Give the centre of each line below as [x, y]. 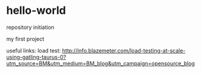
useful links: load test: [34, 50]
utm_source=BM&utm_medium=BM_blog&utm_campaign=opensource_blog [100, 63]
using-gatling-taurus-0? [36, 57]
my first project [25, 39]
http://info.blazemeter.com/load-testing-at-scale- [124, 50]
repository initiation [30, 27]
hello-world [36, 11]
